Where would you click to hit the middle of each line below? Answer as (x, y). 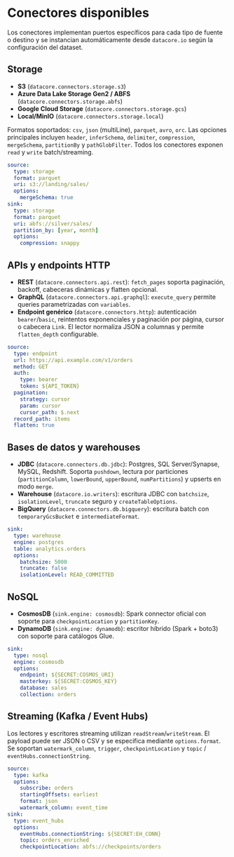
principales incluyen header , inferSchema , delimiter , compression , (101, 137)
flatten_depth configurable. (58, 334)
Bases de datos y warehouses (74, 447)
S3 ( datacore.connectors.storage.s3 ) (71, 86)
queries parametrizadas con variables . (74, 304)
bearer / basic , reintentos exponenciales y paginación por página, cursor (121, 319)
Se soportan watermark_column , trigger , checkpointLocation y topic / (107, 748)
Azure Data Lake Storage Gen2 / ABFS (74, 93)
